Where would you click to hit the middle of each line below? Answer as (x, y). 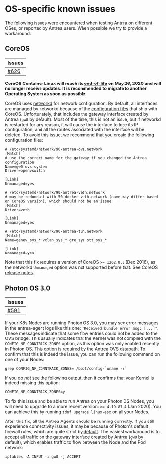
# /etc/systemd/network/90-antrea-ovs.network (54, 149)
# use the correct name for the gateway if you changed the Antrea (76, 158)
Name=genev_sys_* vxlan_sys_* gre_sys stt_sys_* (56, 240)
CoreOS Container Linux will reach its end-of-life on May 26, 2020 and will (83, 83)
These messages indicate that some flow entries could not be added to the (81, 333)
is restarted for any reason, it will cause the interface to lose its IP (72, 124)
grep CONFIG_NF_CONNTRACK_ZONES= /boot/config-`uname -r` (66, 368)
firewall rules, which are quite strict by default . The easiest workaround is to (82, 431)
